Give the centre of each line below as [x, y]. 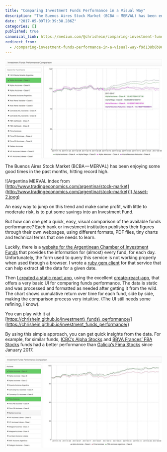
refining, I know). [22, 304]
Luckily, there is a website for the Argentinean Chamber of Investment [77, 247]
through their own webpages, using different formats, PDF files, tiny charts [82, 232]
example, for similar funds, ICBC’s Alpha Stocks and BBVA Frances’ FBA [79, 339]
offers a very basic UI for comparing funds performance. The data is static [81, 283]
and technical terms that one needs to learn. [50, 237]
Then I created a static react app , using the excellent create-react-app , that [83, 277]
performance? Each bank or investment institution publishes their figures [80, 227]
